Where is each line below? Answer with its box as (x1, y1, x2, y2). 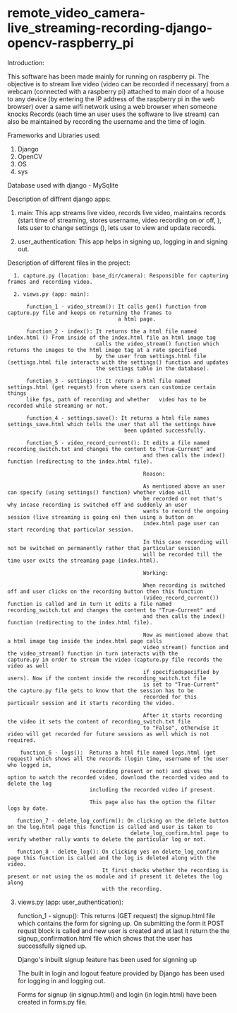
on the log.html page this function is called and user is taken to (7, 823, 213, 830)
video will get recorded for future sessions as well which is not (7, 731, 210, 738)
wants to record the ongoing (142, 508, 229, 515)
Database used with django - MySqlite (7, 181, 119, 189)
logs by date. (7, 805, 49, 812)
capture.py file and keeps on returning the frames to (7, 309, 172, 316)
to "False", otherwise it (142, 724, 219, 731)
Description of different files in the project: (7, 258, 130, 267)
